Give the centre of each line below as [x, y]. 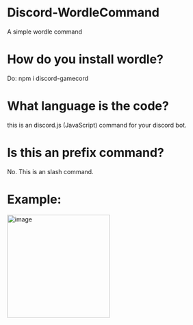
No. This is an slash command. [50, 171]
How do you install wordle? [86, 59]
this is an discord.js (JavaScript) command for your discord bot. [97, 125]
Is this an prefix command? [86, 153]
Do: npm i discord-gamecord [48, 78]
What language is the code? [88, 106]
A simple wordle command [45, 32]
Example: [34, 199]
